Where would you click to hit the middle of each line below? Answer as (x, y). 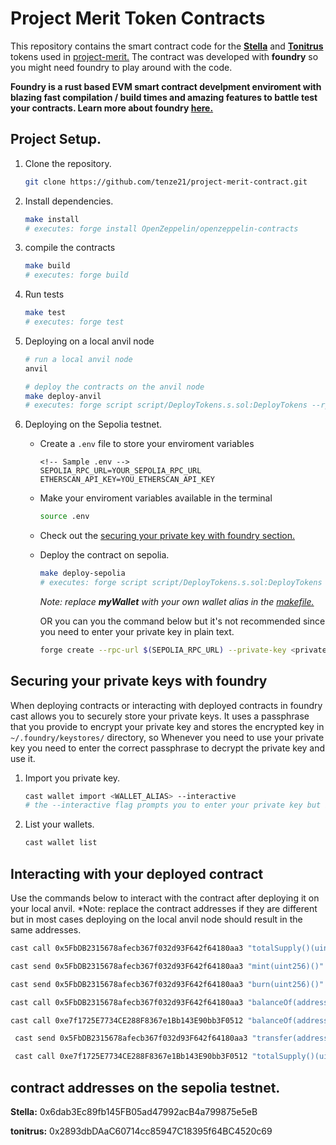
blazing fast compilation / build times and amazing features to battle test (164, 97)
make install (52, 219)
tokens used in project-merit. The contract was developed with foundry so (164, 56)
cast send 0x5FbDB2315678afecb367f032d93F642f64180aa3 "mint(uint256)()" (167, 966)
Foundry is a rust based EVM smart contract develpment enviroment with (166, 86)
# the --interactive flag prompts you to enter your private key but (173, 805)
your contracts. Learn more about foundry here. (112, 108)
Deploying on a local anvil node (89, 341)
